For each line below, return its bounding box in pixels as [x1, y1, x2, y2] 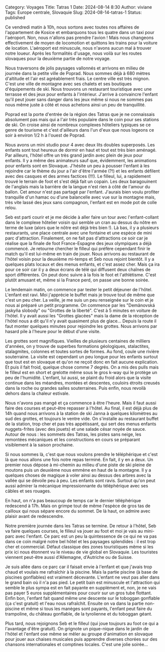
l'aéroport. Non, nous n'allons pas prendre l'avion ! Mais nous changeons [5, 34, 154, 40]
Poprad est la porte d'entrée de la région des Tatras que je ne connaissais [5, 111, 155, 117]
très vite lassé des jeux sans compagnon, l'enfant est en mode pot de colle [5, 200, 157, 205]
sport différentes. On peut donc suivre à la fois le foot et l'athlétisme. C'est [5, 272, 157, 277]
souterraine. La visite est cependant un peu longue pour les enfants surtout [5, 354, 158, 359]
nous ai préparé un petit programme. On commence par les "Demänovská [5, 303, 155, 308]
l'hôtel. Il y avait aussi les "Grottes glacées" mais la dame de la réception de [5, 313, 159, 318]
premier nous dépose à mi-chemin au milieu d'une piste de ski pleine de [5, 462, 152, 468]
